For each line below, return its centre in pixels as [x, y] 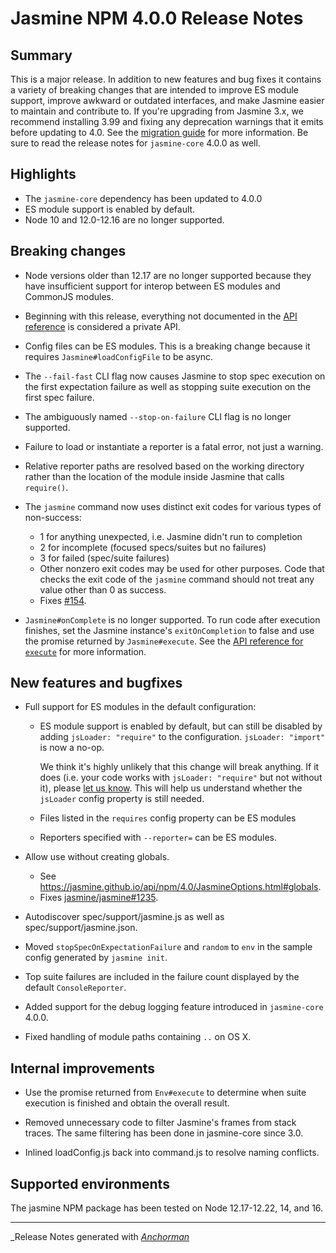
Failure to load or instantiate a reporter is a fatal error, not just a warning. [174, 446]
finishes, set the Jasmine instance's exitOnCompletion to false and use [169, 630]
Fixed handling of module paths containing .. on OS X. [138, 1037]
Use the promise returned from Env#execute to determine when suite [165, 1093]
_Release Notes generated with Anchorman [100, 1237]
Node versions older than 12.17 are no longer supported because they [168, 275]
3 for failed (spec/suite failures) [104, 558]
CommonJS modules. [69, 296]
